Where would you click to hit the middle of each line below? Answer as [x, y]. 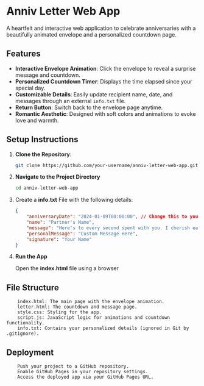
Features [23, 54]
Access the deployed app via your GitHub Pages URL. [86, 377]
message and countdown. [48, 75]
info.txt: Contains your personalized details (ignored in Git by [103, 328]
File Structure [33, 288]
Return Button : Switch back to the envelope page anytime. [89, 107]
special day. [30, 88]
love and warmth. [37, 120]
